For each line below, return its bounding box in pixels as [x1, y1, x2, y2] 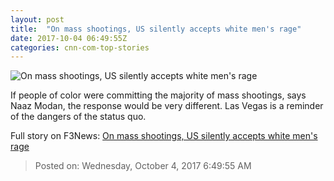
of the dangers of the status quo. [10, 111, 147, 123]
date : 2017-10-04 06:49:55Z [10, 33, 128, 43]
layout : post [10, 14, 65, 25]
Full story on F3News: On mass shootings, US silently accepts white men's [10, 130, 318, 142]
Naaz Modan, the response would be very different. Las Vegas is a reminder [10, 100, 324, 112]
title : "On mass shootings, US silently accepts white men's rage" [10, 24, 302, 34]
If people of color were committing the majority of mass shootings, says [10, 89, 307, 101]
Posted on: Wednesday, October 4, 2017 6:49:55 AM [34, 160, 252, 172]
